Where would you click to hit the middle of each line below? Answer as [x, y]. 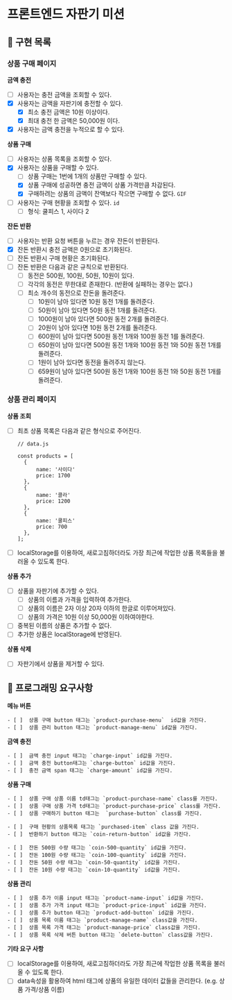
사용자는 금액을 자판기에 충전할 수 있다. [70, 103]
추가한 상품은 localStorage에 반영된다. [70, 634]
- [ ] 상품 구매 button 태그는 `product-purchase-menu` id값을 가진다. [107, 720]
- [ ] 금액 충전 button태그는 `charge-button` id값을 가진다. [91, 763]
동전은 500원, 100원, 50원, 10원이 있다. [81, 276]
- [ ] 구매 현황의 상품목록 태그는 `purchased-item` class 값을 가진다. [103, 827]
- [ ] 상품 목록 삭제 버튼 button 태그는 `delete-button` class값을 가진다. [110, 935]
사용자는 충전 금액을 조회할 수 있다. [64, 94]
